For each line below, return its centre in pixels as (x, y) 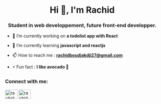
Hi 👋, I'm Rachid (82, 10)
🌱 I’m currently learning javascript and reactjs (59, 46)
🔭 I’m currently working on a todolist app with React (65, 36)
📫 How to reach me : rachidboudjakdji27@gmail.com (68, 55)
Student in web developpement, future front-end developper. (82, 26)
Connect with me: (27, 81)
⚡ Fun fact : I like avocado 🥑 (40, 67)
